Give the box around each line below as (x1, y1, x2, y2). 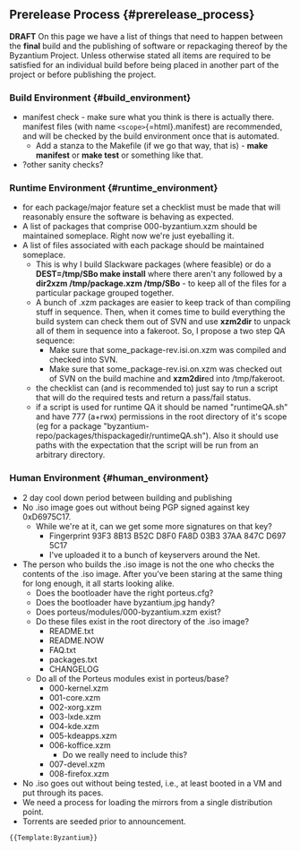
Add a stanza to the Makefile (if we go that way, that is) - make (35, 141, 269, 151)
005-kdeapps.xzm (48, 730, 118, 741)
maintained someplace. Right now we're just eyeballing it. (21, 230, 235, 241)
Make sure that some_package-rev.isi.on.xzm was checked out (48, 364, 282, 374)
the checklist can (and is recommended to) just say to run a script (35, 383, 279, 393)
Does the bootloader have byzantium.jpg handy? (35, 597, 215, 607)
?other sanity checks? (21, 159, 104, 170)
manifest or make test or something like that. (35, 150, 204, 160)
